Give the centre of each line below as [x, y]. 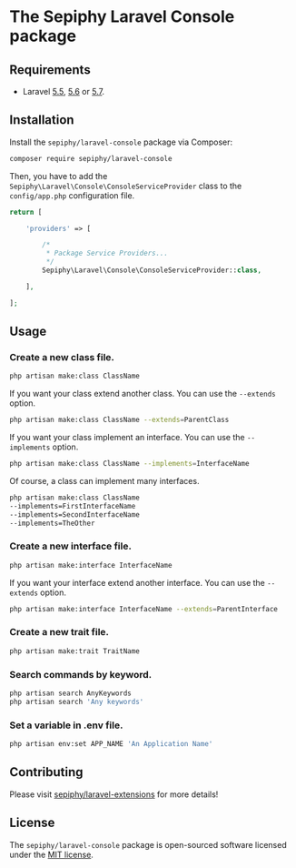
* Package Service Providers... [107, 253]
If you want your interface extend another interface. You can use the [137, 582]
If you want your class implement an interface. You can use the [127, 438]
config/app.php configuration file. [72, 195]
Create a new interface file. [70, 546]
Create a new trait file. [59, 632]
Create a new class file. [62, 357]
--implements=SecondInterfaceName [75, 515]
